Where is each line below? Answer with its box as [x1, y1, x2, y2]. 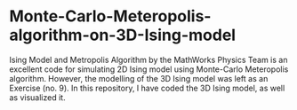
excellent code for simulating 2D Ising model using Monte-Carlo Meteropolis [9, 64, 289, 75]
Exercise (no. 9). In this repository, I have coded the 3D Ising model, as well [9, 82, 285, 93]
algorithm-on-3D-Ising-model [9, 25, 237, 45]
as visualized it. [9, 91, 66, 103]
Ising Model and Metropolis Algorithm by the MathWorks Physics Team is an [9, 54, 288, 65]
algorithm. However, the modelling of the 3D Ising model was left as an [9, 73, 269, 83]
